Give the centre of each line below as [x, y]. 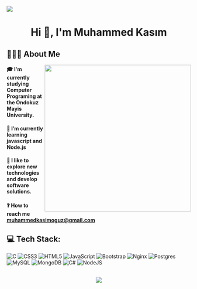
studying [18, 84]
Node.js [16, 147]
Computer [19, 90]
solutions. [19, 192]
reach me [18, 213]
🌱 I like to [18, 161]
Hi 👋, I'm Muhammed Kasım [99, 33]
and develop [22, 179]
